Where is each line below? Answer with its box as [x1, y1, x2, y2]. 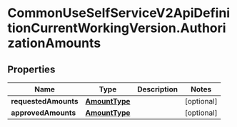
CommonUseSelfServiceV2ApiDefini [7, 5, 231, 21]
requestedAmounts [11, 96, 79, 106]
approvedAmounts [11, 108, 76, 118]
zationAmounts [7, 35, 101, 51]
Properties [7, 63, 56, 75]
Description [137, 84, 178, 94]
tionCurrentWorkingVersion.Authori [7, 20, 226, 36]
